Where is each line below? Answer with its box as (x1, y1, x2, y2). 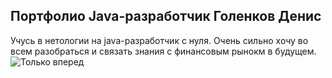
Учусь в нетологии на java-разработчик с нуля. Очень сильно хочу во (10, 34, 309, 46)
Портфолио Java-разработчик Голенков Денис (10, 8, 322, 25)
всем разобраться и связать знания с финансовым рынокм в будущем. (10, 45, 317, 57)
